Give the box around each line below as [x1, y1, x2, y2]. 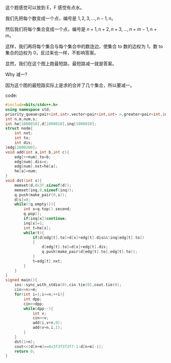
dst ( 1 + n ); [14, 339, 36, 344]
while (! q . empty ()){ [14, 202, 56, 207]
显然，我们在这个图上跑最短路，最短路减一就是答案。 [5, 61, 117, 66]
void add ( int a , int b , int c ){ [5, 149, 70, 154]
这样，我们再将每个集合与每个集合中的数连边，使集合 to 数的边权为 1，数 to [5, 43, 163, 49]
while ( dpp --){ [23, 306, 53, 311]
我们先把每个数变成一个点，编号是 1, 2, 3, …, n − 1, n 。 [5, 15, 116, 21]
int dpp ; [23, 296, 42, 302]
